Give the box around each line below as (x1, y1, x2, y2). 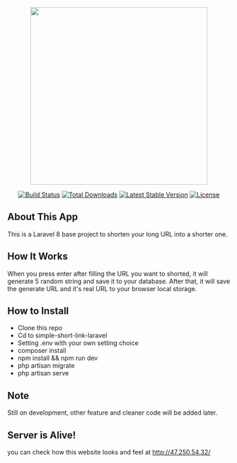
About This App (7, 211, 79, 223)
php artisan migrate (17, 361, 75, 370)
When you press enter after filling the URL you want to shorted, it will (7, 269, 208, 278)
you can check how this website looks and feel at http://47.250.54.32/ (7, 448, 211, 457)
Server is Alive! (7, 429, 76, 441)
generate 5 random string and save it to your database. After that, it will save (7, 277, 231, 285)
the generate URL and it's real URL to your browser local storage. (7, 284, 197, 293)
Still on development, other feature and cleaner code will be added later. (7, 408, 218, 417)
